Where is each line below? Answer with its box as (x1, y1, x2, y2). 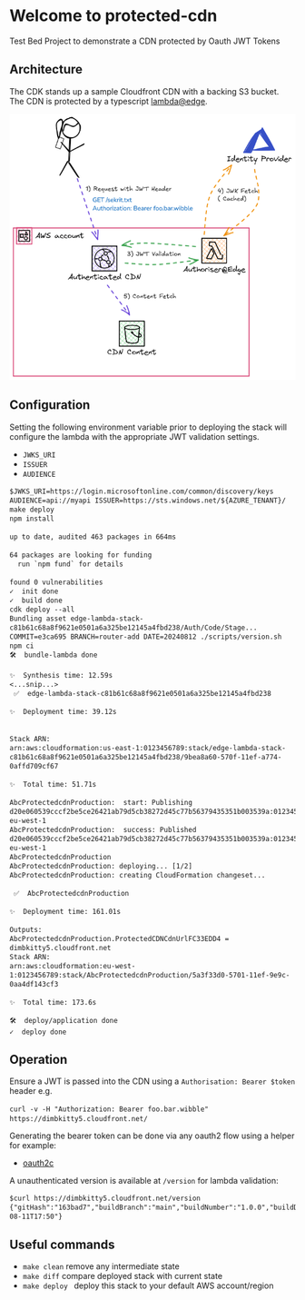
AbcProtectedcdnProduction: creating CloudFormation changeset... (9, 870, 266, 879)
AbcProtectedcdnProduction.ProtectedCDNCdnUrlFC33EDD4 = (9, 934, 230, 943)
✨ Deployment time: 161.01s (9, 907, 121, 916)
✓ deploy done (9, 1027, 67, 1037)
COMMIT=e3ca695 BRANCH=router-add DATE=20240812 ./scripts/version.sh (9, 632, 282, 641)
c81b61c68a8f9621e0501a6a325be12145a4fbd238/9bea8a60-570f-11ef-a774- (9, 752, 282, 761)
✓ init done (9, 587, 59, 596)
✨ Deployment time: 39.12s (9, 707, 117, 716)
